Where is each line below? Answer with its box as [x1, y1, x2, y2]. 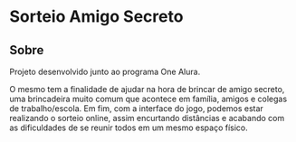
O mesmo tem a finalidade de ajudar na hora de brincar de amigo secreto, [9, 84, 285, 94]
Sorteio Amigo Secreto [9, 6, 184, 27]
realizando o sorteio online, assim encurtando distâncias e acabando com [9, 113, 285, 123]
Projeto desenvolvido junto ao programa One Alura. [9, 66, 201, 77]
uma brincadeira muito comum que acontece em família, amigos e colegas [9, 93, 288, 104]
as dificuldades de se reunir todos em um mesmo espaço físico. [9, 122, 249, 133]
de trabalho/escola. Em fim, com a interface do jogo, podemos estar [9, 103, 264, 114]
